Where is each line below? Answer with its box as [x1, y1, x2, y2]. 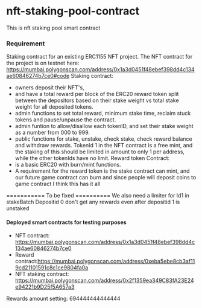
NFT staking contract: [14, 271, 69, 278]
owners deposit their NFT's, [14, 84, 84, 91]
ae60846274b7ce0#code [6, 72, 70, 80]
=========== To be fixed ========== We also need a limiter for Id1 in [6, 192, 190, 199]
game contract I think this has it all [14, 180, 101, 188]
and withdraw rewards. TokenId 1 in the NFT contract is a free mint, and [14, 142, 193, 149]
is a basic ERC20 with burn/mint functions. [14, 161, 122, 168]
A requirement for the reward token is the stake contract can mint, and [14, 167, 190, 175]
